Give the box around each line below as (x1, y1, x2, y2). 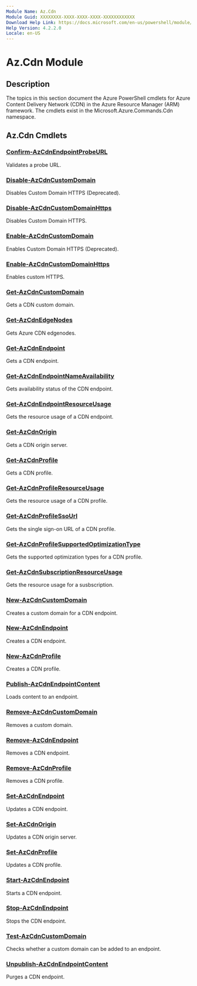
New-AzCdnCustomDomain (6, 596, 87, 604)
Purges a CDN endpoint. (6, 973, 65, 981)
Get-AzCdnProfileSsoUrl (6, 512, 78, 520)
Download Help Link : (6, 19, 57, 25)
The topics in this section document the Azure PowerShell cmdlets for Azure (6, 95, 191, 102)
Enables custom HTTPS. (6, 274, 65, 280)
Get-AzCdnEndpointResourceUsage (6, 400, 111, 408)
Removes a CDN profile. (6, 778, 64, 785)
